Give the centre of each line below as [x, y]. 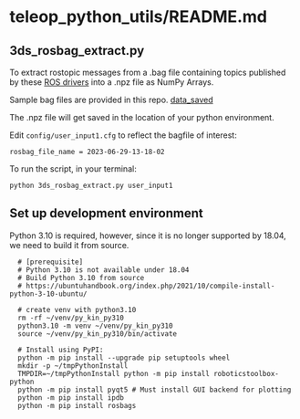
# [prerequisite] [51, 262]
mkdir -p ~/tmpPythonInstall [73, 366]
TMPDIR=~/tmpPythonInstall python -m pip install [114, 373]
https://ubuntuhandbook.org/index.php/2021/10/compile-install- [150, 286]
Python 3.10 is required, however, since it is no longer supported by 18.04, [148, 236]
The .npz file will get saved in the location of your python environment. [142, 117]
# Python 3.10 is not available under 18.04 [103, 270]
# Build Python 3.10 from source [81, 278]
